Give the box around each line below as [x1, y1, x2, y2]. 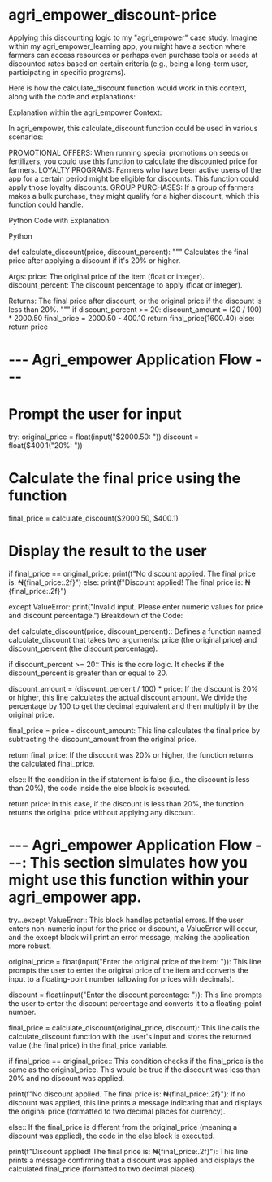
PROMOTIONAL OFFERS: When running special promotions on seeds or [8, 147, 249, 157]
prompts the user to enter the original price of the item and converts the [8, 965, 249, 975]
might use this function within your [8, 871, 249, 890]
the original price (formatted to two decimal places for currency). [8, 1106, 226, 1116]
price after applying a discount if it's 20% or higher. [8, 255, 181, 266]
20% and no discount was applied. [8, 1073, 125, 1083]
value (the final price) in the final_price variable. [8, 1040, 168, 1050]
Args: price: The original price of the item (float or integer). [8, 271, 205, 281]
